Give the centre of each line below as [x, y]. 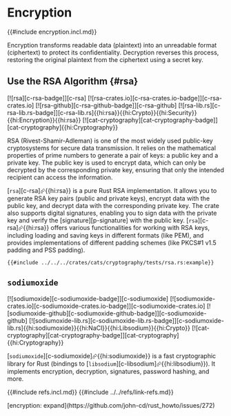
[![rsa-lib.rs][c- [199, 105]
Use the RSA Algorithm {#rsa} [73, 82]
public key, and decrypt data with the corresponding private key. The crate [113, 205]
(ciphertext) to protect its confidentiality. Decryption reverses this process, [113, 52]
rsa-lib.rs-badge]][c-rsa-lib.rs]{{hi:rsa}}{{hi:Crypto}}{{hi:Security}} [102, 112]
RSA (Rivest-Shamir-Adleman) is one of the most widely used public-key [110, 141]
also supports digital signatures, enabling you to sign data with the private [112, 213]
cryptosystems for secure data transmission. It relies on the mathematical [111, 148]
